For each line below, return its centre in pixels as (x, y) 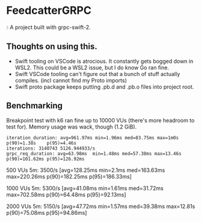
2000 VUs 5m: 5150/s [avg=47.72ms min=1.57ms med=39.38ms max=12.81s (101, 206)
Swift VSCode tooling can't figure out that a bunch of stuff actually (97, 74)
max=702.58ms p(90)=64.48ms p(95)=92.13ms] (66, 194)
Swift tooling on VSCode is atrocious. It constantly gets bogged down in (104, 61)
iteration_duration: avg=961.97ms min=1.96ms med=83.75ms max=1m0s (93, 138)
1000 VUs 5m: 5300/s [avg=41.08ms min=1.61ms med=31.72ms (85, 188)
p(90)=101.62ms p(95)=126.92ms (45, 159)
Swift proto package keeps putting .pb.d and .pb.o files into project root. (104, 87)
